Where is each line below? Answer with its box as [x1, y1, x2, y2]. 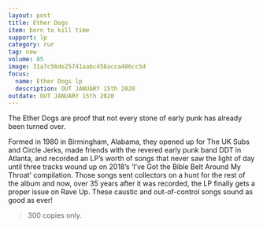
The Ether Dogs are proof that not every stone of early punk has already [8, 113, 243, 123]
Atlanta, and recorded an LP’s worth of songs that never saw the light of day [8, 154, 255, 164]
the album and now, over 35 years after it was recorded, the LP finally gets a [8, 178, 256, 189]
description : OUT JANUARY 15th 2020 [15, 84, 135, 93]
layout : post [8, 11, 51, 20]
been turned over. [8, 122, 66, 131]
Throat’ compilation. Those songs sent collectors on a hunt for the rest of [8, 171, 246, 180]
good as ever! [8, 196, 54, 205]
